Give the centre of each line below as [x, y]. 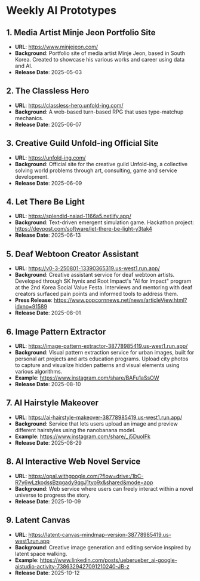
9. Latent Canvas [38, 520]
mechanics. [29, 118]
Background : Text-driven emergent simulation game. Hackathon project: [104, 222]
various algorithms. [39, 372]
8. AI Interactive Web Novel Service [73, 462]
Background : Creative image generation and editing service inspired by [103, 547]
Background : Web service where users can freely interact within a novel [104, 488]
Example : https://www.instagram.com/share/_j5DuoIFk [83, 436]
